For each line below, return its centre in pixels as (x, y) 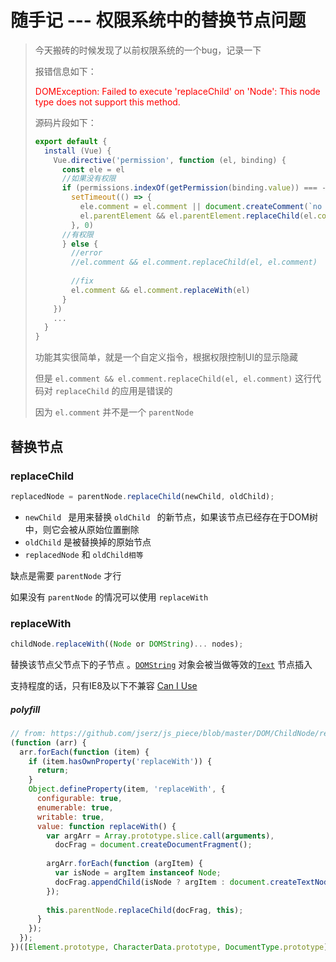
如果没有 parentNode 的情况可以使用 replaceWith (109, 597)
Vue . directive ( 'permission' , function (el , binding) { (170, 160)
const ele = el (93, 169)
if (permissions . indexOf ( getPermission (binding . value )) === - (194, 188)
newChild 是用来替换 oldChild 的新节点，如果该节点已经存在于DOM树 (171, 517)
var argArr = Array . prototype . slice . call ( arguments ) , (160, 836)
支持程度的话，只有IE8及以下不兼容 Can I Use (104, 685)
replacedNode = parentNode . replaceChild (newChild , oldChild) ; (142, 496)
